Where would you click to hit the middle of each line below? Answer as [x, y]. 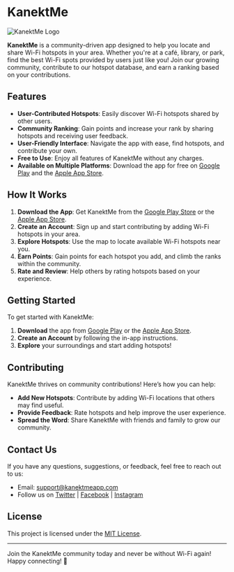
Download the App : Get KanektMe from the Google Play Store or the [116, 212]
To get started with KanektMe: [50, 317]
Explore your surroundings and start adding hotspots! [94, 346]
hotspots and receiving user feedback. [73, 135]
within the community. [49, 263]
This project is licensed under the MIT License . [75, 533]
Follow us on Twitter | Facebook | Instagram [80, 494]
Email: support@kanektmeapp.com [68, 487]
